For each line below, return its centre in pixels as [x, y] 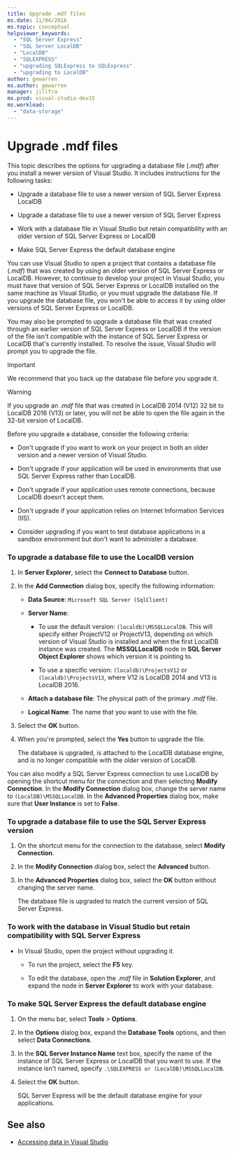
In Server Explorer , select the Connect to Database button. [103, 572]
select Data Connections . [54, 1040]
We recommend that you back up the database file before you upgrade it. [113, 378]
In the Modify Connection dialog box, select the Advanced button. [114, 867]
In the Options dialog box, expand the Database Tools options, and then [122, 1032]
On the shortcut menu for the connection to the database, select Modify [121, 845]
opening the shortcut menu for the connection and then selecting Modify [112, 781]
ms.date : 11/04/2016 [37, 20]
